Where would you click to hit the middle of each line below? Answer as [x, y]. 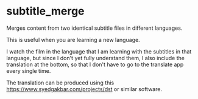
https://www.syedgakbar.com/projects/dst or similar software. [84, 89]
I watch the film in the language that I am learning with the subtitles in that [99, 51]
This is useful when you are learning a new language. [73, 39]
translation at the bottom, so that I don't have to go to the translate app [95, 64]
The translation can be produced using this [60, 83]
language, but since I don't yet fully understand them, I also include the [95, 58]
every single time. [29, 70]
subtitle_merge [45, 11]
